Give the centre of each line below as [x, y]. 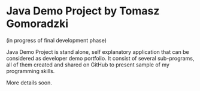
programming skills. [31, 71]
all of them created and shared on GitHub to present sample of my [88, 65]
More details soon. [29, 83]
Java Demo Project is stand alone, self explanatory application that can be [98, 51]
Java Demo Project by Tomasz [83, 11]
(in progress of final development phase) [56, 40]
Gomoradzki [37, 24]
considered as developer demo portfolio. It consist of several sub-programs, [100, 58]
